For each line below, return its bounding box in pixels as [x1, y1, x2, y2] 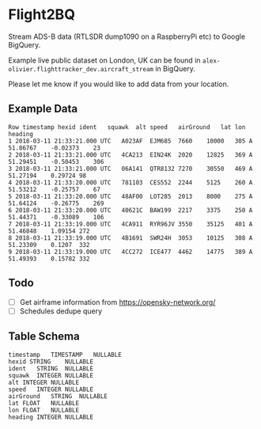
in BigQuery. [155, 63, 196, 73]
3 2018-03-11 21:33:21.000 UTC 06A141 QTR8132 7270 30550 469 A [8, 165, 253, 173]
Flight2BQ [8, 6, 75, 24]
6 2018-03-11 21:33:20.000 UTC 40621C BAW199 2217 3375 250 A [8, 206, 253, 214]
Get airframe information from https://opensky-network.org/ [19, 297, 216, 306]
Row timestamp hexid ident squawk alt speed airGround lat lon [8, 123, 246, 131]
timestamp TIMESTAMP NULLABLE [8, 351, 123, 359]
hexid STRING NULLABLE [8, 358, 93, 366]
